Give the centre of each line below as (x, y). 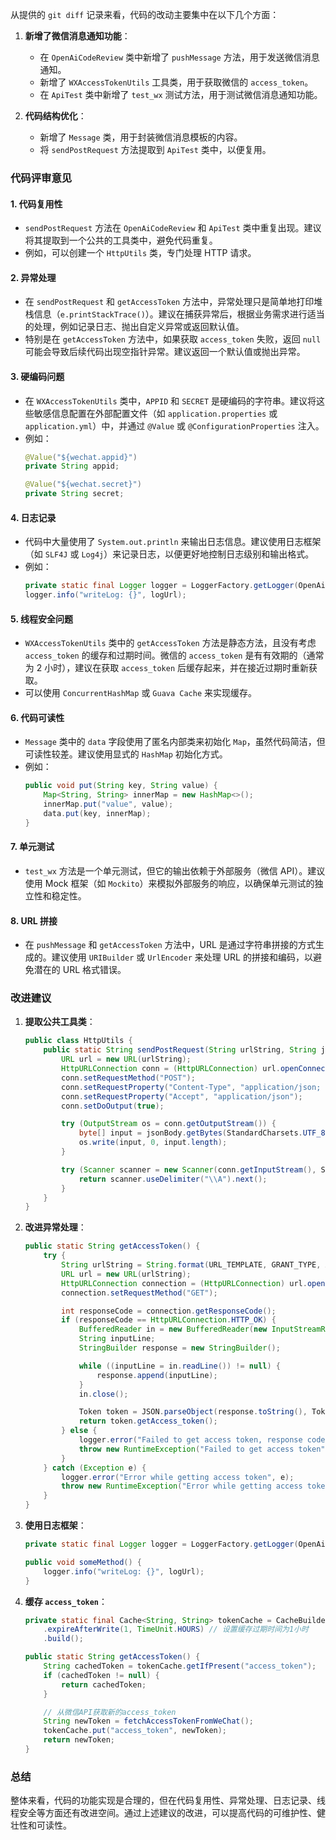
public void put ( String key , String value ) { (121, 786)
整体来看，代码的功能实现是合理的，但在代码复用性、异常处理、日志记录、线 (168, 1800)
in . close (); (103, 1394)
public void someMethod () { (83, 1562)
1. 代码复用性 (36, 204)
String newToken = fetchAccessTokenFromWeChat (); (148, 1721)
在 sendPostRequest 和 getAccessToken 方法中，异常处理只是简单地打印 (169, 302)
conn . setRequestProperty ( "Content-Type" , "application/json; (191, 1087)
